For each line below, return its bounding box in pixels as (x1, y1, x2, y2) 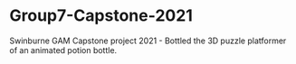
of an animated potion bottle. (9, 44, 118, 55)
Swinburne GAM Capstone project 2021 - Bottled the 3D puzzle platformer (9, 35, 287, 46)
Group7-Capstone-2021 (9, 5, 193, 26)
